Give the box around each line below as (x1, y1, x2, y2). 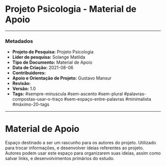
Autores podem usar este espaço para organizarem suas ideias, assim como (5, 150, 161, 156)
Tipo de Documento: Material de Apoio (12, 59, 93, 65)
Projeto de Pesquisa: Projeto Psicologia (12, 49, 94, 55)
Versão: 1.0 (12, 85, 36, 92)
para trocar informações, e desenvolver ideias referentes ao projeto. (5, 145, 144, 151)
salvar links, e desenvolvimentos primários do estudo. (5, 156, 115, 162)
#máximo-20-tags (12, 101, 49, 107)
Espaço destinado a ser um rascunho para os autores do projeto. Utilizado (5, 140, 157, 146)
